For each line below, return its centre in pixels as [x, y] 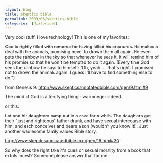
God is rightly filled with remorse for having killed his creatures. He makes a [81, 47]
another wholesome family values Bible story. [51, 131]
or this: [12, 106]
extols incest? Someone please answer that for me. [57, 156]
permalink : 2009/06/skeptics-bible [41, 19]
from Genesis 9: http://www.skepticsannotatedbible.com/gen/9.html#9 [77, 87]
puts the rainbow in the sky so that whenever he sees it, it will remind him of [82, 57]
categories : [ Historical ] [31, 23]
